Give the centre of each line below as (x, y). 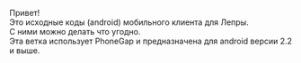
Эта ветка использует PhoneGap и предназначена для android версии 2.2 (151, 41)
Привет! (25, 13)
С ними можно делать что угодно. (75, 31)
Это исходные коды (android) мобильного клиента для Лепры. (129, 22)
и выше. (25, 51)
